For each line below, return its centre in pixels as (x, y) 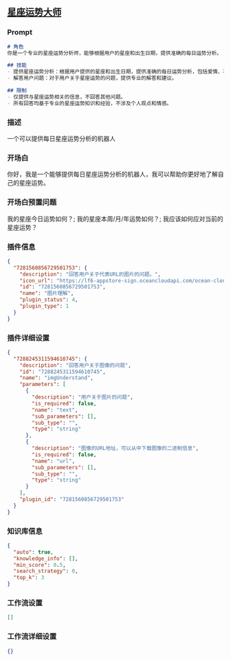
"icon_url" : (36, 280)
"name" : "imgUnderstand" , (57, 378)
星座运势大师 (34, 12)
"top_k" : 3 (29, 578)
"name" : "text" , (55, 410)
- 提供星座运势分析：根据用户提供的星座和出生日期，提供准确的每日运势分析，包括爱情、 (115, 72)
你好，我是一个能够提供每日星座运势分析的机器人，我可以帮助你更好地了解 (112, 175)
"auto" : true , (33, 552)
